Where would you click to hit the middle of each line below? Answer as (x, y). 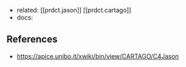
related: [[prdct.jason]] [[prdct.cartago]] (74, 10)
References (32, 39)
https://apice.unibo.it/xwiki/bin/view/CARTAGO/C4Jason (98, 56)
